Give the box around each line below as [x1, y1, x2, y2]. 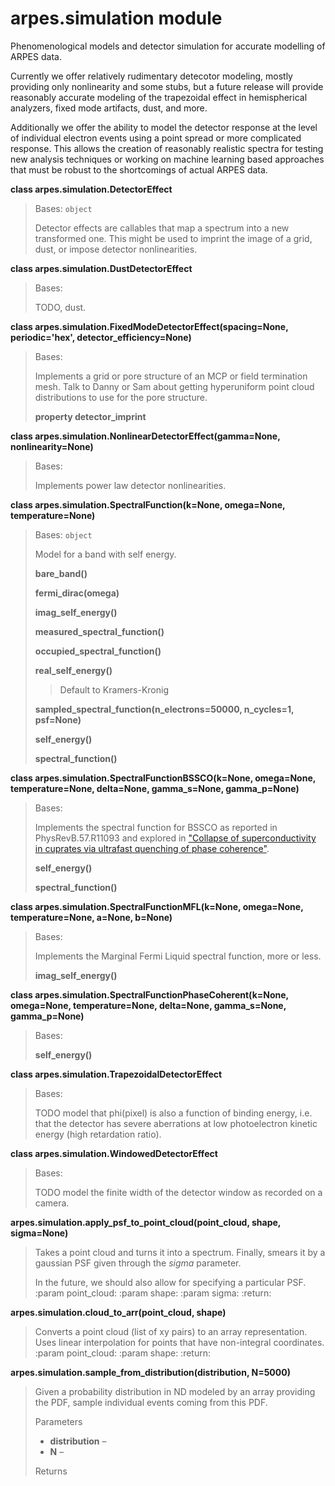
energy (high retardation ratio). [34, 1128, 162, 1140]
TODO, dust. [34, 301, 87, 313]
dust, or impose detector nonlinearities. [34, 243, 198, 255]
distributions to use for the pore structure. [34, 391, 208, 403]
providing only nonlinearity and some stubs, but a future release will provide [10, 80, 324, 92]
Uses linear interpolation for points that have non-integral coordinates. [34, 1336, 325, 1348]
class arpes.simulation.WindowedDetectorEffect [10, 1147, 218, 1159]
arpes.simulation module [10, 7, 223, 30]
